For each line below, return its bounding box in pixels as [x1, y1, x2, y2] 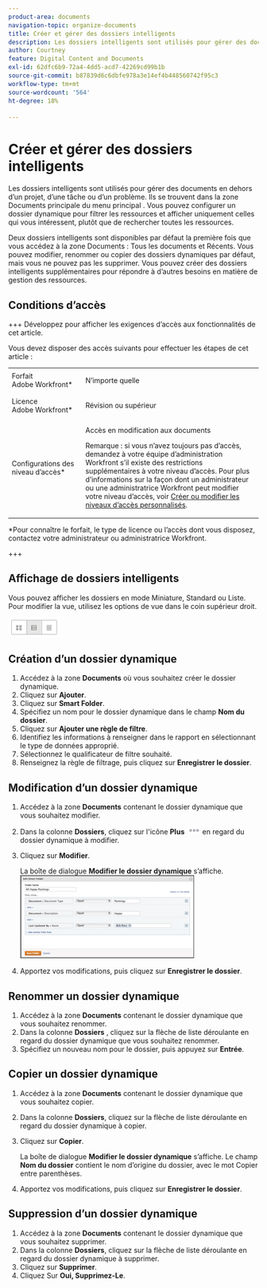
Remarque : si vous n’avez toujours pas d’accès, [85, 441, 242, 451]
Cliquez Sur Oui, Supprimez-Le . [19, 1270, 126, 1280]
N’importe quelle [85, 375, 140, 385]
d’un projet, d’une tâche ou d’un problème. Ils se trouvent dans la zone [8, 192, 239, 202]
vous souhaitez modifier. [19, 810, 101, 820]
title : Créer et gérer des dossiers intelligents [8, 29, 176, 37]
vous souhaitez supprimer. [19, 1236, 107, 1246]
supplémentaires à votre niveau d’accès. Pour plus [85, 466, 250, 476]
